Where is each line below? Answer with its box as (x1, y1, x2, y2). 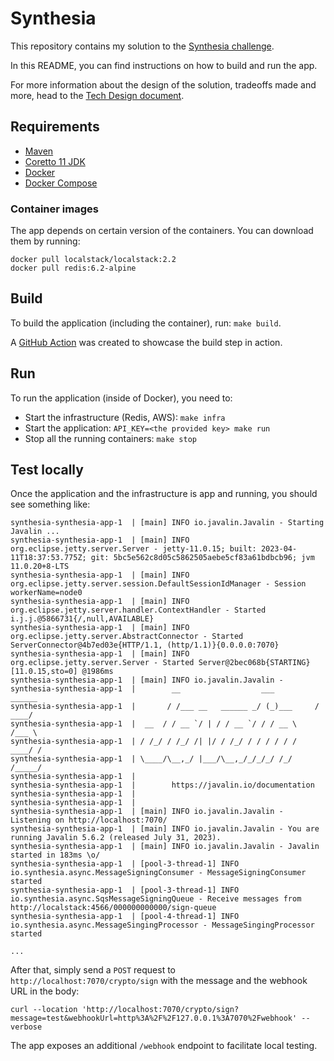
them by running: (10, 235, 81, 247)
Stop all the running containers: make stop (24, 432, 198, 444)
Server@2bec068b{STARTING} (198, 658, 311, 668)
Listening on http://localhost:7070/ (10, 815, 168, 826)
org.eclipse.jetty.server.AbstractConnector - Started (10, 632, 244, 642)
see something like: (10, 498, 91, 511)
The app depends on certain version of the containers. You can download (10, 225, 314, 237)
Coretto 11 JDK (24, 155, 86, 167)
